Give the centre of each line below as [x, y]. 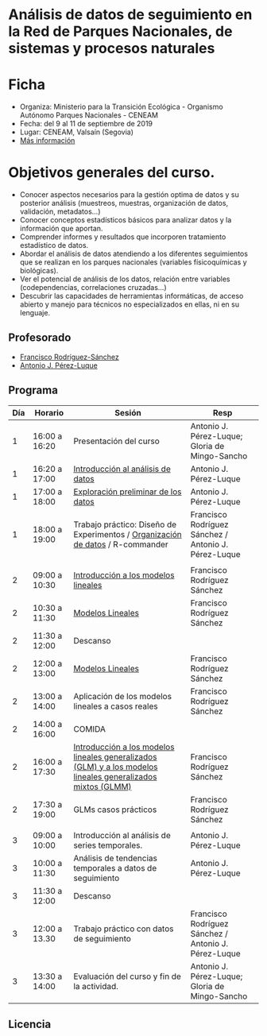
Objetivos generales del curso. [112, 173]
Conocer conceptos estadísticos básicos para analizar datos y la [126, 220]
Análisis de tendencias [115, 858]
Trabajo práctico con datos [124, 929]
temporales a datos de [115, 868]
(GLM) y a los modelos [116, 767]
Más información [47, 141]
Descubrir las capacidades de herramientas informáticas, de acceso [132, 296]
